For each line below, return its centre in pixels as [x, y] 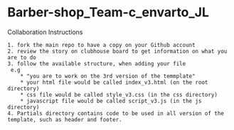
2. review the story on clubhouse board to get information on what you [117, 51]
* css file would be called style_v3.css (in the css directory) [119, 94]
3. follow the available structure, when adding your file [97, 64]
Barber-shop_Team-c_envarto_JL [108, 12]
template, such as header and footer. [65, 119]
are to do [22, 58]
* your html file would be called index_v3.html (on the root [114, 82]
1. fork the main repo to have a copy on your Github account [101, 45]
